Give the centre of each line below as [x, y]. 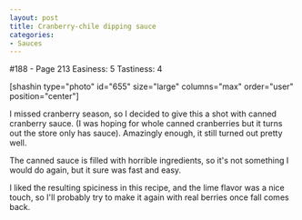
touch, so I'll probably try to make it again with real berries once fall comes [149, 197]
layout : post [34, 18]
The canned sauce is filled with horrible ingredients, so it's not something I [149, 161]
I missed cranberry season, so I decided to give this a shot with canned [143, 114]
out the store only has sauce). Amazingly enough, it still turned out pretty [146, 134]
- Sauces [26, 43]
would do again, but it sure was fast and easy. [96, 170]
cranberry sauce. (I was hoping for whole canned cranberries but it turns [146, 124]
